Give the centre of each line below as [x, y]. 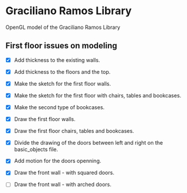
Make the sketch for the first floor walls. [63, 83]
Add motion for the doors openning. [58, 161]
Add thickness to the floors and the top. [62, 71]
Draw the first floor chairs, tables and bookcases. [74, 131]
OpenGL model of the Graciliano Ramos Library [63, 27]
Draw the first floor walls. [45, 119]
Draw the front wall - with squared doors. [64, 173]
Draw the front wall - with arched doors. [63, 185]
